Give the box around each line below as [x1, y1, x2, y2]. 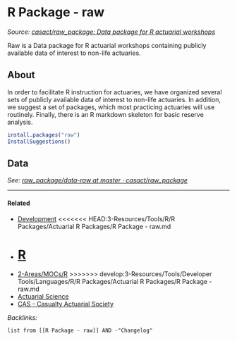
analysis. [7, 118, 33, 126]
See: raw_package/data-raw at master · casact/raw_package [7, 176, 188, 185]
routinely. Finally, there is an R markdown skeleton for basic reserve [7, 110, 205, 118]
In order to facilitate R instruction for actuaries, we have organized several [7, 87, 222, 96]
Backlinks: [7, 314, 37, 322]
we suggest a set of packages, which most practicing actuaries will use [7, 103, 215, 111]
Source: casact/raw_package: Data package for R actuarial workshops [7, 27, 216, 36]
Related [7, 199, 30, 207]
